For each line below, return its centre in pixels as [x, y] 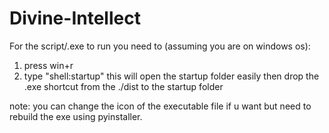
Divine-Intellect [75, 18]
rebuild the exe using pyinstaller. [76, 116]
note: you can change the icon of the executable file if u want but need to [160, 106]
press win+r [48, 65]
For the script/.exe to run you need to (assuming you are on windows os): [160, 46]
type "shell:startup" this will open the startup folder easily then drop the [171, 76]
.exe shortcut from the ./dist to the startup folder [123, 86]
